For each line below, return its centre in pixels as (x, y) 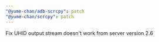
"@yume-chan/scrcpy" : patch (40, 17)
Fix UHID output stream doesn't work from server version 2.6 (79, 33)
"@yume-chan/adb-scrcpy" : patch (45, 11)
